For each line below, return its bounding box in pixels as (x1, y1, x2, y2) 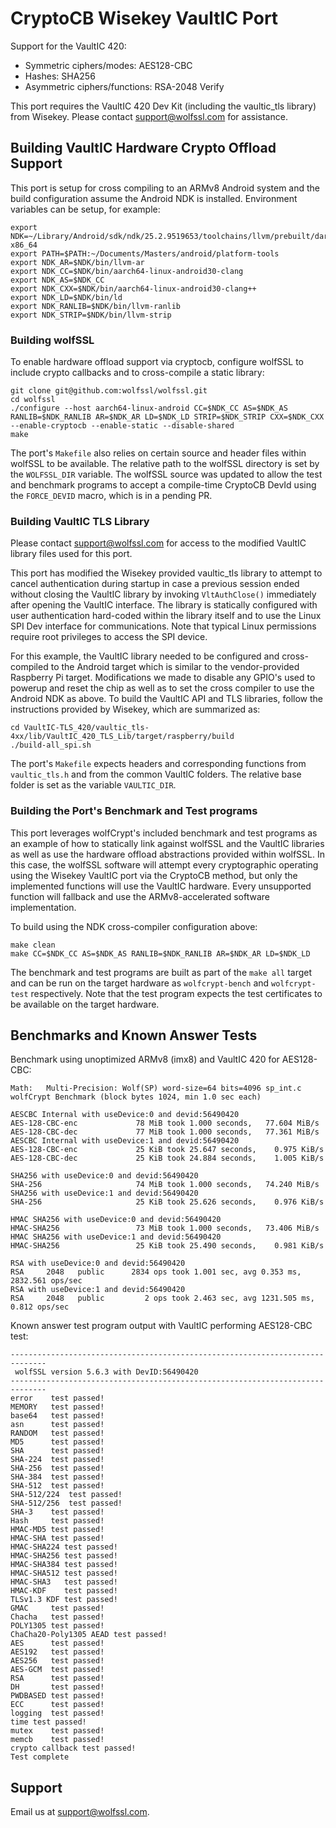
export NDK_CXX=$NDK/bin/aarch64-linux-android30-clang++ (10, 283, 257, 294)
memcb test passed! (10, 1735, 105, 1745)
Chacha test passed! (10, 1612, 105, 1622)
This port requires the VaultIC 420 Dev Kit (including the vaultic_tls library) (10, 100, 317, 112)
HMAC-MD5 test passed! (10, 1525, 105, 1535)
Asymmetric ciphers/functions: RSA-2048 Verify (24, 80, 225, 92)
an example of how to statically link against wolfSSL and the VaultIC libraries (10, 837, 325, 849)
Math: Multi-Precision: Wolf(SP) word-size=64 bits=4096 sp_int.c (10, 1083, 302, 1094)
